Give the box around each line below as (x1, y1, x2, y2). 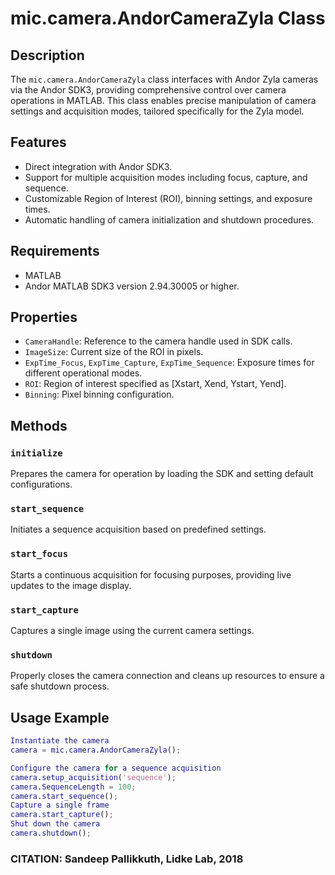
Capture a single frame (10, 800, 110, 811)
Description (10, 47, 85, 64)
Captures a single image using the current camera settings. (10, 625, 255, 637)
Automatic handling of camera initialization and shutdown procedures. (24, 213, 315, 226)
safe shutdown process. (10, 680, 110, 692)
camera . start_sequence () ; (10, 791, 118, 801)
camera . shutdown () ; (10, 828, 92, 838)
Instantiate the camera (10, 736, 110, 746)
